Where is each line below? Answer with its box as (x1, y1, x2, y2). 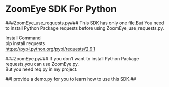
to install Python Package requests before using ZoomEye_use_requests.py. (5, 25, 164, 31)
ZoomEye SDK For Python (5, 3, 117, 15)
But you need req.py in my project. (5, 66, 78, 72)
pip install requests (5, 40, 45, 46)
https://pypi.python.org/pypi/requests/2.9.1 (5, 46, 95, 52)
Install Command (5, 35, 41, 41)
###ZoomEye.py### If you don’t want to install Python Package (5, 55, 139, 61)
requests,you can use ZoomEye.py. (5, 61, 79, 67)
